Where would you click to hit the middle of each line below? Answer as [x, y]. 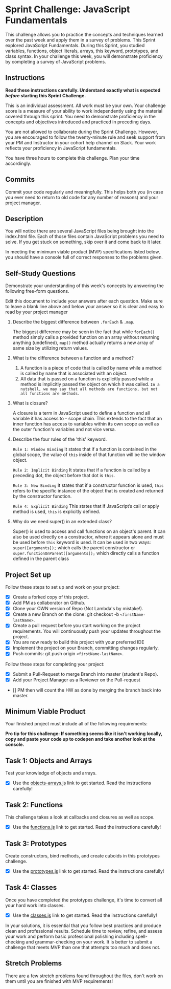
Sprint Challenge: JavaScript [68, 9]
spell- [141, 936]
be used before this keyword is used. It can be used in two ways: [82, 542]
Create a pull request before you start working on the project [77, 626]
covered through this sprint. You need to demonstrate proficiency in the [80, 116]
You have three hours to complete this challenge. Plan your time [72, 158]
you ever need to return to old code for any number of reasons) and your [82, 197]
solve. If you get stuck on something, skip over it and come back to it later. [83, 242]
